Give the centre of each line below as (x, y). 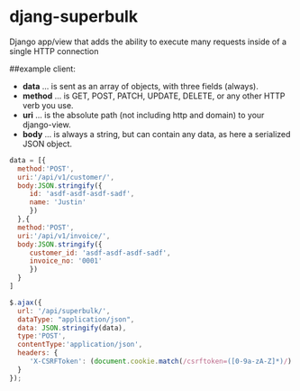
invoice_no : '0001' (66, 261)
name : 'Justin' (58, 202)
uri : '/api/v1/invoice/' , (64, 236)
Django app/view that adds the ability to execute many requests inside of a (148, 42)
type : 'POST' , (42, 336)
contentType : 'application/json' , (80, 345)
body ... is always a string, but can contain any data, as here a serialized (156, 134)
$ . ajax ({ (26, 303)
